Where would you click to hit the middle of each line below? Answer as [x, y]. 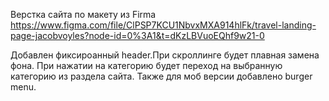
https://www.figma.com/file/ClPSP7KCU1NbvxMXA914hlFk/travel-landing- [163, 25]
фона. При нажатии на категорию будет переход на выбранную [146, 65]
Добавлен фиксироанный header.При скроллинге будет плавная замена [165, 55]
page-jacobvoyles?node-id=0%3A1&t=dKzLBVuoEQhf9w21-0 [137, 35]
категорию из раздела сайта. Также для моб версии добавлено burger [161, 76]
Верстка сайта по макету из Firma [83, 14]
